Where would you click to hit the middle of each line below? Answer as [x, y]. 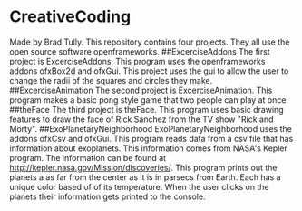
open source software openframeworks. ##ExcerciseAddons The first [140, 51]
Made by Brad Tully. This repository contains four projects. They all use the [150, 42]
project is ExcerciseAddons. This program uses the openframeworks [137, 61]
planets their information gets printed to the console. [107, 196]
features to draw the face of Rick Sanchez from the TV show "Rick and [141, 119]
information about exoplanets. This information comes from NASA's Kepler [148, 148]
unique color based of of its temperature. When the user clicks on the [139, 186]
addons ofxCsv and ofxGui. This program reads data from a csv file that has [151, 138]
